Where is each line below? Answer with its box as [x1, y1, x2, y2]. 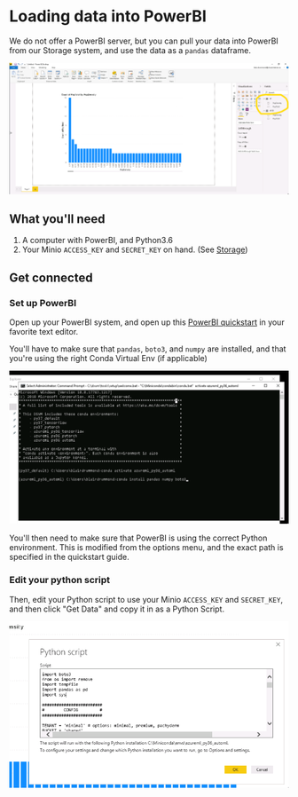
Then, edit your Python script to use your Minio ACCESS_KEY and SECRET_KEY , [9, 594, 284, 604]
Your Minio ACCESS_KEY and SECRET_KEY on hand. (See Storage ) [21, 244, 248, 255]
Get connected [9, 270, 93, 285]
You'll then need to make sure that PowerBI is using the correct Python [9, 533, 268, 543]
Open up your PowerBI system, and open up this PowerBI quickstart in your [9, 317, 286, 327]
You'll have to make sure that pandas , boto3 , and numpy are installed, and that [9, 343, 286, 354]
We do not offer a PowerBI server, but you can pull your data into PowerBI [9, 36, 279, 46]
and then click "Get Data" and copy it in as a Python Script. [9, 604, 224, 614]
